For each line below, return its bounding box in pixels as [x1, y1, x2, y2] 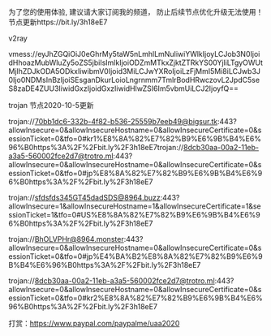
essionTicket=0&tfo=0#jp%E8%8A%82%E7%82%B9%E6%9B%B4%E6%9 [8, 169, 263, 178]
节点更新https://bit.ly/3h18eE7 [8, 17, 108, 27]
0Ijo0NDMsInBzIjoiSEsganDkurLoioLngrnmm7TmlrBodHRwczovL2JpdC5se [8, 75, 260, 84]
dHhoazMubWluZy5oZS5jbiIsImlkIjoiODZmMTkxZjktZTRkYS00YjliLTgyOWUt [8, 58, 264, 67]
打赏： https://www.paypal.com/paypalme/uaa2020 [8, 319, 180, 328]
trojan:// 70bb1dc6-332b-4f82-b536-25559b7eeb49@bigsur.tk [8, 117, 217, 126]
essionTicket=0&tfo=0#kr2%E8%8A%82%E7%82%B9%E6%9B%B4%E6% [8, 293, 263, 303]
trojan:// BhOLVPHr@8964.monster [8, 235, 124, 243]
